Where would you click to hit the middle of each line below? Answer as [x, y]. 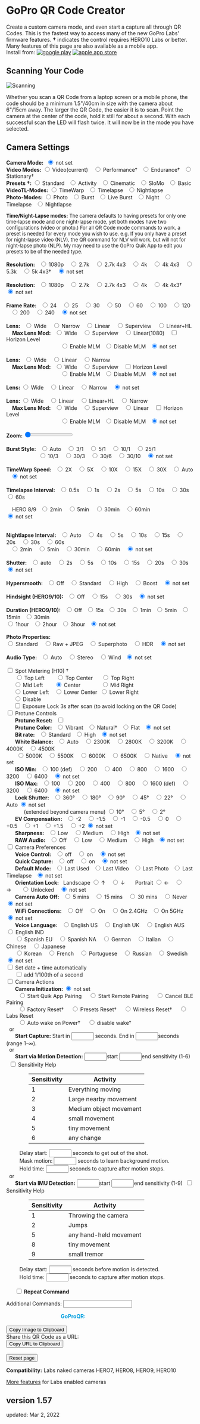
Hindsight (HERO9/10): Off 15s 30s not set [85, 597]
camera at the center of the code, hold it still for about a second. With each [98, 116]
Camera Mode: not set [40, 162]
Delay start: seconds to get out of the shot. [84, 1153]
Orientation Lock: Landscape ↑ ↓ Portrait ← [92, 882]
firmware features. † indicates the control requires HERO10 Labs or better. [97, 39]
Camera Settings [38, 148]
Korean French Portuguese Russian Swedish [106, 953]
